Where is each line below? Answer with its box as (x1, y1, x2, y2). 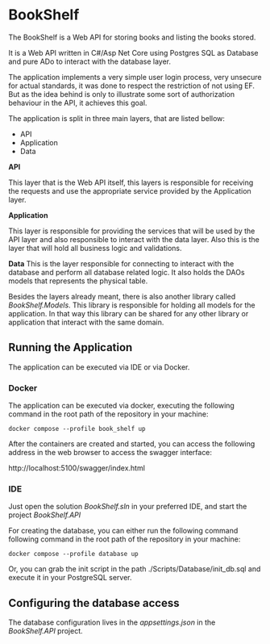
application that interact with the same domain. (8, 317, 164, 327)
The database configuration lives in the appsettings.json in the (8, 617, 216, 627)
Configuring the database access (8, 596, 180, 610)
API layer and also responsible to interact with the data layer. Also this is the (8, 234, 260, 244)
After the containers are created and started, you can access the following (8, 439, 255, 449)
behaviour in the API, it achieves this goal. (8, 98, 147, 107)
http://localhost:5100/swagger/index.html (8, 463, 145, 473)
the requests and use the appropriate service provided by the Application (8, 186, 251, 195)
